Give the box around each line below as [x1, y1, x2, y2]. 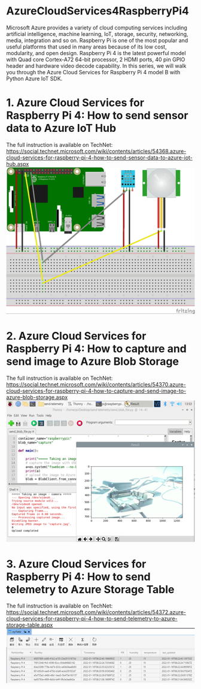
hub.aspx [6, 160, 29, 167]
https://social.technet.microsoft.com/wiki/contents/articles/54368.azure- [6, 147, 187, 155]
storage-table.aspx [6, 621, 53, 628]
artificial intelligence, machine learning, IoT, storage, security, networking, [6, 30, 188, 37]
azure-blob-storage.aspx [6, 394, 68, 401]
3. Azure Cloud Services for [6, 557, 147, 570]
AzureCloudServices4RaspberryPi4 [6, 4, 190, 18]
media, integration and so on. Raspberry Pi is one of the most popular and [6, 37, 188, 44]
